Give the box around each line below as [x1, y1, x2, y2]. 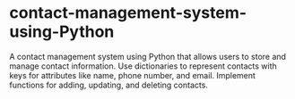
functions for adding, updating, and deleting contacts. [9, 79, 209, 90]
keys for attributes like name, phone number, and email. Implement [9, 70, 256, 80]
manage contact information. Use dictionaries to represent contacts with [9, 61, 278, 71]
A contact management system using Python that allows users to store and [9, 51, 287, 62]
